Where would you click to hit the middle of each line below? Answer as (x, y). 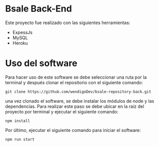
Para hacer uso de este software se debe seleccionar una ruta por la (76, 77)
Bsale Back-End (39, 9)
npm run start (20, 139)
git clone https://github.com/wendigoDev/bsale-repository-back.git (78, 92)
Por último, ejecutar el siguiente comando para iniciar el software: (73, 130)
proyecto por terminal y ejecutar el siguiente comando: (62, 111)
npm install (18, 121)
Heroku (20, 43)
